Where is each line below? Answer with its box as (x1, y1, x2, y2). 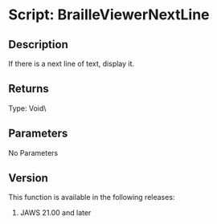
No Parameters (8, 148, 59, 157)
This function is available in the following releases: (8, 193, 175, 202)
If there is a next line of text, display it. (8, 59, 135, 68)
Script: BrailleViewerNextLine (8, 6, 211, 24)
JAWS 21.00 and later (19, 208, 92, 218)
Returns (8, 82, 50, 96)
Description (8, 38, 68, 51)
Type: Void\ (8, 103, 47, 113)
